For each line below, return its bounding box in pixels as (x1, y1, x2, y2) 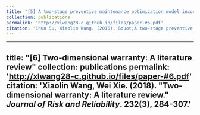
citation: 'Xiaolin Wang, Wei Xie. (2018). (6, 81, 157, 91)
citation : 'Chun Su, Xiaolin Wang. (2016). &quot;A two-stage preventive (6, 25, 193, 31)
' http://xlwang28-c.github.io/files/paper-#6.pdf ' (6, 71, 192, 81)
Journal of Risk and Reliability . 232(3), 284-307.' (6, 99, 192, 109)
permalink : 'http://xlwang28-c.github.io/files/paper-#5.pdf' (6, 20, 164, 25)
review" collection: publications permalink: (6, 62, 170, 72)
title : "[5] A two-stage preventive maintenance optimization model (6, 8, 180, 15)
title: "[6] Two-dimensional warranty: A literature (6, 53, 192, 63)
